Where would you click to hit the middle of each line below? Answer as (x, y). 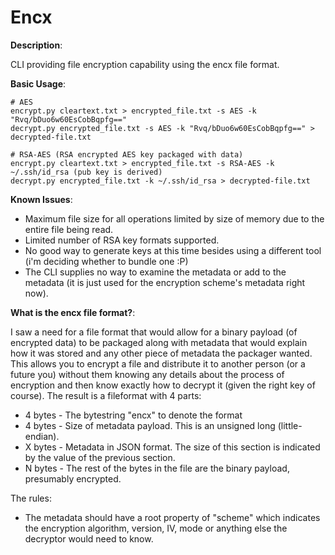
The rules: (31, 498)
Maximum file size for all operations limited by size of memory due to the (174, 218)
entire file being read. (69, 229)
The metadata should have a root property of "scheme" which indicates (172, 517)
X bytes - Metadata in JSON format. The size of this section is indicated (172, 447)
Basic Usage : (38, 83)
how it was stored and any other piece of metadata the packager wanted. (161, 353)
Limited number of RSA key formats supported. (122, 240)
